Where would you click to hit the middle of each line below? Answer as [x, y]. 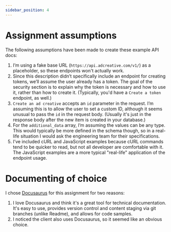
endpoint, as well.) [32, 98]
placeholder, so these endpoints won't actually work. [68, 70]
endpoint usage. [30, 158]
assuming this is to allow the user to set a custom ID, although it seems [88, 109]
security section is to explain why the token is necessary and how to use [89, 87]
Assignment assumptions [61, 35]
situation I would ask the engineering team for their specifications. [90, 136]
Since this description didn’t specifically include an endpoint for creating [89, 76]
